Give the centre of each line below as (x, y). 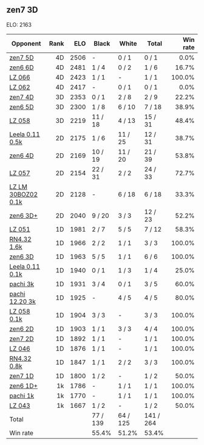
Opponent (26, 43)
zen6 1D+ (24, 385)
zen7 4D (22, 97)
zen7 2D (22, 339)
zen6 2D (22, 329)
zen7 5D (22, 57)
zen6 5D (22, 107)
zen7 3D (22, 10)
